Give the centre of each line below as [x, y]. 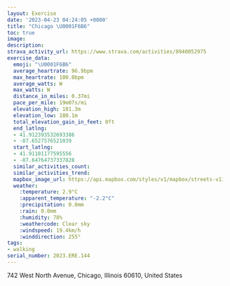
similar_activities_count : [52, 166]
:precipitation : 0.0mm [52, 205]
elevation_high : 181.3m [47, 109]
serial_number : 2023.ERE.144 [49, 256]
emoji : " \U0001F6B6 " [42, 64]
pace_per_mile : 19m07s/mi [50, 103]
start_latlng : [33, 147]
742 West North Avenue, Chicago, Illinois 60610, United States [95, 275]
